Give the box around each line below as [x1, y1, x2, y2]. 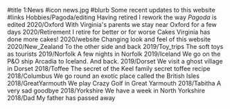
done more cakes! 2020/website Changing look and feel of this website [7, 35, 211, 43]
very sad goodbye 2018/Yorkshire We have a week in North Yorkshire [7, 86, 206, 95]
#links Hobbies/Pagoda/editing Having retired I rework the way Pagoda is [7, 13, 217, 21]
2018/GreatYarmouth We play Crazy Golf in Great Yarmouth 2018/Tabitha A [7, 79, 222, 87]
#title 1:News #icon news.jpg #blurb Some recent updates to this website [7, 6, 216, 14]
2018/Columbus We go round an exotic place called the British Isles [7, 72, 200, 80]
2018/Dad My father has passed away [7, 94, 116, 102]
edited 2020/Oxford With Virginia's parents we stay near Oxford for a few [7, 21, 217, 28]
